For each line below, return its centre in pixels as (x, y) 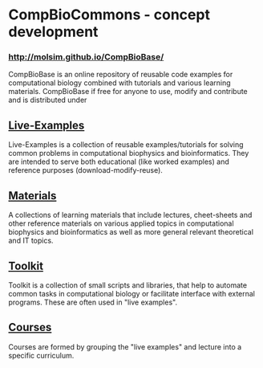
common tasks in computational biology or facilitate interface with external (131, 293)
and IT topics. (31, 241)
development (53, 32)
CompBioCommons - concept (109, 15)
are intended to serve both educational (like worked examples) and (119, 162)
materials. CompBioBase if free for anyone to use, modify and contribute (128, 92)
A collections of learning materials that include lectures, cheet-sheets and (130, 215)
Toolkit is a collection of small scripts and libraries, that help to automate (127, 285)
